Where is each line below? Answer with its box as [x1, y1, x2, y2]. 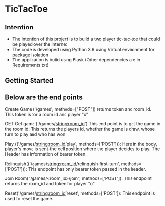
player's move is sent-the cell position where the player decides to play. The [5, 146, 160, 152]
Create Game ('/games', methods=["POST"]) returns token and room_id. [5, 106, 152, 112]
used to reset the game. [5, 196, 54, 202]
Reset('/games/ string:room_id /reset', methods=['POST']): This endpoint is [5, 190, 155, 196]
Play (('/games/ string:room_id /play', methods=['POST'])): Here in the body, [5, 141, 158, 147]
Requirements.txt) [12, 62, 49, 68]
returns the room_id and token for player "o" [5, 181, 95, 187]
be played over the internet [12, 41, 67, 47]
